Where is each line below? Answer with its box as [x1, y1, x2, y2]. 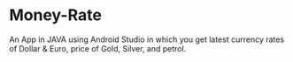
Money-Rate [9, 5, 102, 25]
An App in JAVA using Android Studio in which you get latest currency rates [9, 34, 285, 45]
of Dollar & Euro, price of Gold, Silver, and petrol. [9, 43, 187, 53]
